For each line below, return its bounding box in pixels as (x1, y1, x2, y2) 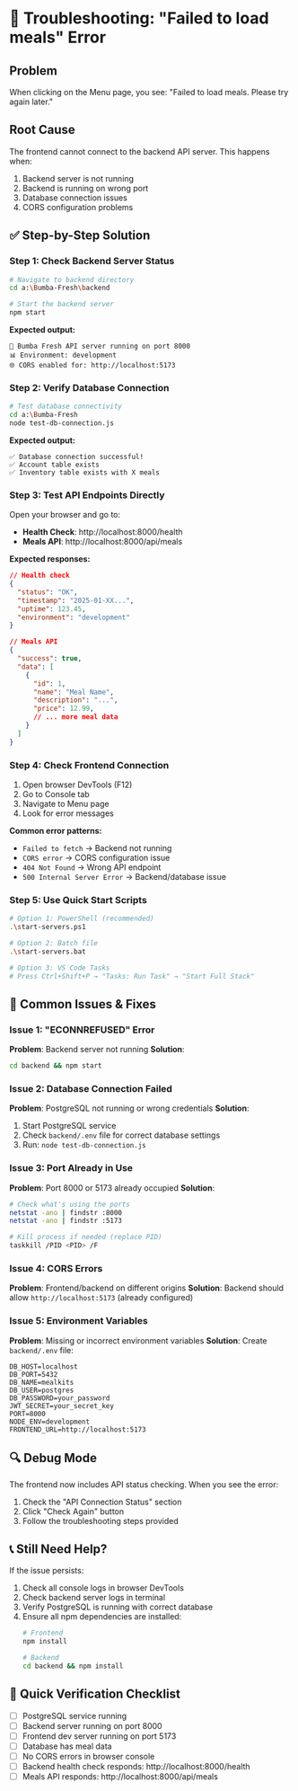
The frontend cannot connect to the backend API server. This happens (9, 146, 270, 156)
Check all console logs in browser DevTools (22, 1583, 184, 1593)
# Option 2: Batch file (9, 939, 99, 948)
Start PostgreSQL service (22, 1121, 117, 1131)
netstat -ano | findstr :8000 (9, 1208, 123, 1217)
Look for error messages (22, 808, 114, 819)
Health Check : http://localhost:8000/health (22, 527, 183, 537)
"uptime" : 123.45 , (17, 604, 87, 614)
